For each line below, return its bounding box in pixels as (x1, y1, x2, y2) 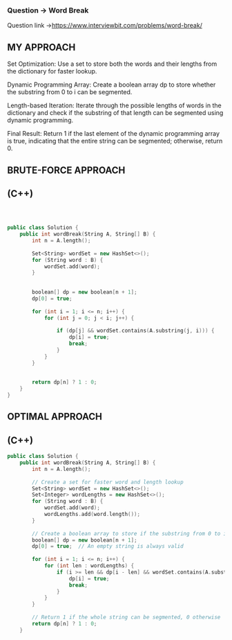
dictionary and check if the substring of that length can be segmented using (7, 109, 224, 117)
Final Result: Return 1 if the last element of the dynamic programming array (7, 130, 220, 138)
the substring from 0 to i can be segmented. (7, 88, 133, 96)
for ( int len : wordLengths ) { (43, 562, 135, 569)
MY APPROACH (7, 41, 76, 53)
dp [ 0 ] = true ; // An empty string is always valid (32, 543, 184, 550)
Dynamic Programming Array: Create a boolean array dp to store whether (7, 80, 216, 89)
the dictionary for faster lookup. (7, 67, 97, 75)
